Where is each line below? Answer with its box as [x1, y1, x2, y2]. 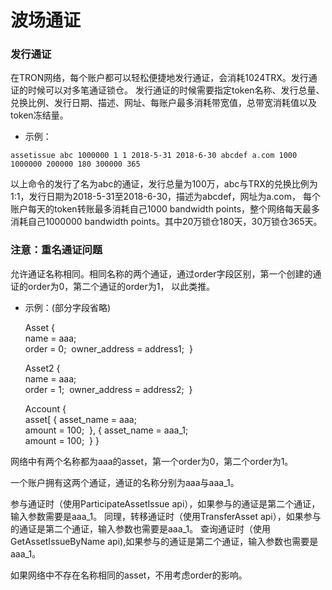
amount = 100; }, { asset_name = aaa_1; [24, 424, 189, 436]
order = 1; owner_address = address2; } [24, 383, 193, 395]
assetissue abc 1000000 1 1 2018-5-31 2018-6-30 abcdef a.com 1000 [10, 151, 298, 161]
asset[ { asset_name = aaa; [24, 413, 137, 425]
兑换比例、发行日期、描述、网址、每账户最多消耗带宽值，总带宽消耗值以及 [10, 97, 317, 109]
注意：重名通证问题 [10, 243, 103, 257]
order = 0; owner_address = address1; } [24, 342, 193, 355]
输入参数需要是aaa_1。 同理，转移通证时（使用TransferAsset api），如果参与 [10, 510, 322, 522]
